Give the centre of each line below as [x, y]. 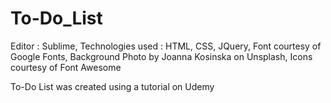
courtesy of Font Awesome [66, 67]
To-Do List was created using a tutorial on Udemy [112, 86]
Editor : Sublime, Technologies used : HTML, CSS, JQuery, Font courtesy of [166, 46]
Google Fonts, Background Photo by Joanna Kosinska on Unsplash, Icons [161, 56]
